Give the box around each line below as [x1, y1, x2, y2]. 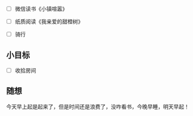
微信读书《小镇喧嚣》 [14, 5, 68, 12]
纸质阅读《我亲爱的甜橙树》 [14, 18, 84, 25]
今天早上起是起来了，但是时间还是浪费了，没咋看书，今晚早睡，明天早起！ [6, 103, 189, 110]
